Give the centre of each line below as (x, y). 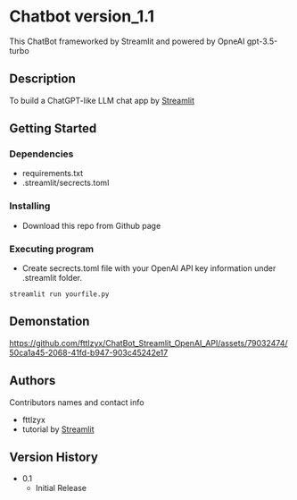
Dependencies (41, 154)
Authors (33, 381)
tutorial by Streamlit (58, 429)
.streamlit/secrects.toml (66, 183)
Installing (30, 206)
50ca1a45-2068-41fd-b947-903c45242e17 (89, 352)
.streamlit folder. (52, 278)
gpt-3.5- (262, 41)
